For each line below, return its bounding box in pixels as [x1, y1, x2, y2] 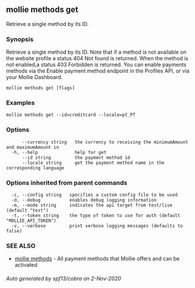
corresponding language [6, 165, 65, 171]
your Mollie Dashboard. [6, 74, 63, 81]
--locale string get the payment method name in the [21, 159, 165, 166]
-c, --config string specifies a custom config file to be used [11, 192, 178, 198]
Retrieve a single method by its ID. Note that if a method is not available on [6, 48, 187, 55]
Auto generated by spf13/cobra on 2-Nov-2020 [6, 274, 121, 282]
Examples [6, 99, 35, 107]
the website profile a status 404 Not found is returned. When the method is [6, 55, 189, 62]
